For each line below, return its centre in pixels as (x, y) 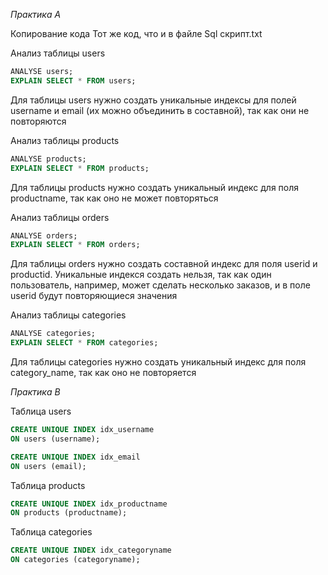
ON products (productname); (69, 513)
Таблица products (48, 485)
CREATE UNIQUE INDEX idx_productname (89, 504)
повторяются (38, 121)
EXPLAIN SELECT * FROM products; (80, 168)
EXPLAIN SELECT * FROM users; (73, 80)
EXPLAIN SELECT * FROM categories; (84, 343)
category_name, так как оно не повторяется (103, 372)
